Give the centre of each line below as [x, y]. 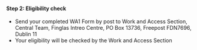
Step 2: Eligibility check [36, 8]
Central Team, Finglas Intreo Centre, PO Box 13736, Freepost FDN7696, [103, 28]
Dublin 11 [26, 34]
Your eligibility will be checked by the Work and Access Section [93, 40]
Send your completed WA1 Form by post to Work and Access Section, [101, 21]
